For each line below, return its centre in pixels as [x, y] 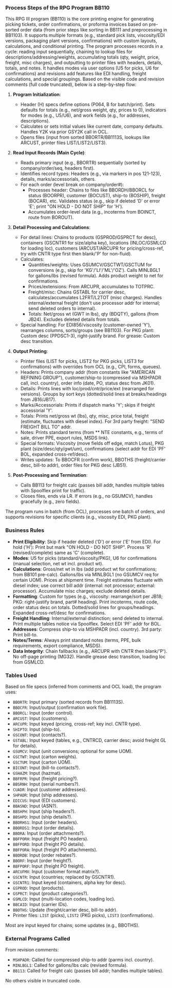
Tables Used [21, 675]
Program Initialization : [37, 95]
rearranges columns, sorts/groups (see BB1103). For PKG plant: [87, 331]
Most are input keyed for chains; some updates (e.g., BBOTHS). [72, 925]
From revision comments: [32, 950]
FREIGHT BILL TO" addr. [46, 427]
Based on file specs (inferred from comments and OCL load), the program [83, 686]
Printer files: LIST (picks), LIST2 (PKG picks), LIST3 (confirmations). [83, 915]
